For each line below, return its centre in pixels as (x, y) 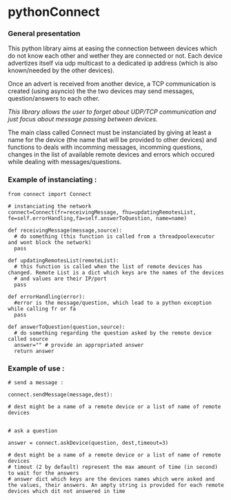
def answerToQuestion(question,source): (67, 327)
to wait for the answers (43, 473)
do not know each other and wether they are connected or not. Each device (115, 56)
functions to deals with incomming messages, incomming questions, (105, 147)
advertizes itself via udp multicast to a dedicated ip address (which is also (113, 63)
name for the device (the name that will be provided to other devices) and (112, 140)
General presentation (44, 34)
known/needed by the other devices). (61, 70)
